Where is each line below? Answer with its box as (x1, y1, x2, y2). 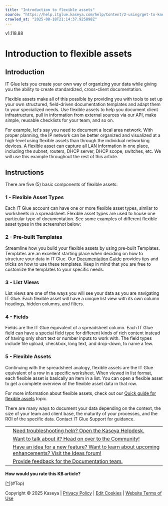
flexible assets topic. (5, 395, 47, 401)
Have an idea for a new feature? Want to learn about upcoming (12, 443, 160, 450)
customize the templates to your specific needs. (5, 266, 104, 272)
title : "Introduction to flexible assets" (5, 7, 95, 13)
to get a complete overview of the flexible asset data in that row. (5, 380, 137, 386)
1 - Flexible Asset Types (5, 194, 64, 201)
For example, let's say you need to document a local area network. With (5, 127, 153, 133)
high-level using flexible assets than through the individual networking (5, 138, 150, 144)
